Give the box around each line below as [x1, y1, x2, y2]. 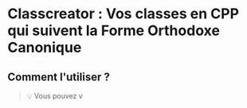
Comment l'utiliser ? [7, 70, 111, 83]
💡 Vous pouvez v [26, 91, 83, 100]
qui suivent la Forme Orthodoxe [7, 21, 221, 40]
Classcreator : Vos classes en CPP [7, 5, 240, 23]
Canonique [7, 39, 82, 56]
